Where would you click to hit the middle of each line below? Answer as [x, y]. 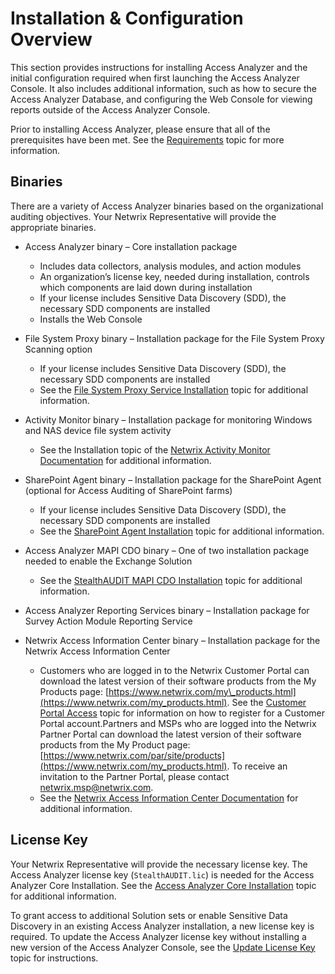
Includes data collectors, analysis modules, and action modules [170, 266]
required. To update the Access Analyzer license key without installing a [158, 936]
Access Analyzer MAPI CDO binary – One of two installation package [167, 550]
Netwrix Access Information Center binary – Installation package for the [172, 640]
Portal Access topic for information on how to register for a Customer [182, 713]
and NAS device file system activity [98, 430]
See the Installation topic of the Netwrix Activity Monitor [155, 449]
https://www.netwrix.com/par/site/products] [134, 755]
